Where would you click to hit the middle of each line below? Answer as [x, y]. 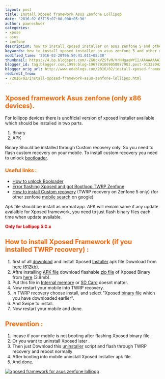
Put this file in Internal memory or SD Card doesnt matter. [70, 282]
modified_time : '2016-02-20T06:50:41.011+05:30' [56, 55]
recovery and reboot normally [42, 351]
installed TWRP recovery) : [47, 250]
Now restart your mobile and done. [47, 309]
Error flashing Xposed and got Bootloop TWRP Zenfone [68, 186]
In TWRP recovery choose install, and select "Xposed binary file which [83, 293]
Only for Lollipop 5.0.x [28, 226]
